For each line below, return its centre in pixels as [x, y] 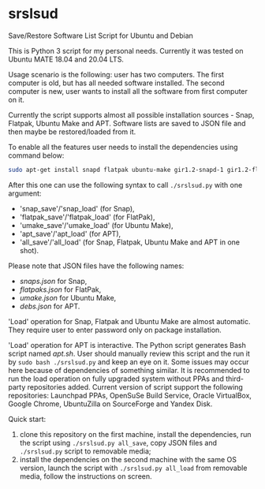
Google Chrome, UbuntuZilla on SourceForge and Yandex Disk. [110, 404]
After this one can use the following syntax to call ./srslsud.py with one [125, 185]
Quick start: [27, 419]
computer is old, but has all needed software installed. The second [116, 83]
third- [235, 379]
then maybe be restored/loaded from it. [72, 132]
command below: [36, 155]
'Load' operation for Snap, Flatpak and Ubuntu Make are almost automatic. [129, 321]
